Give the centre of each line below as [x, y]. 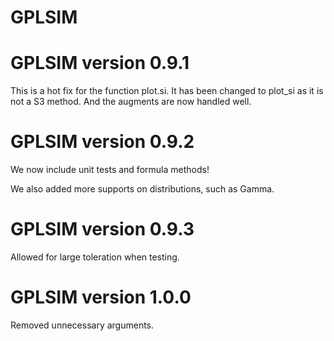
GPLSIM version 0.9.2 [102, 142]
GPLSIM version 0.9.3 [102, 229]
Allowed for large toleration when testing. [95, 257]
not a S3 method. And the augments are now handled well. [131, 102]
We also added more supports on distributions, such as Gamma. [142, 189]
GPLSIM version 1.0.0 [101, 297]
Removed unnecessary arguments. [82, 325]
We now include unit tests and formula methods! [110, 170]
